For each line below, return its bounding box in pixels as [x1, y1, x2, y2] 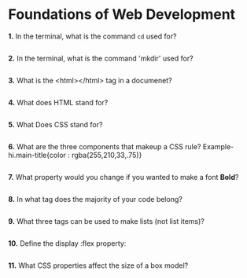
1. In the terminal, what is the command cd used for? [8, 31, 177, 41]
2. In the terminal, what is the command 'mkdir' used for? [8, 53, 194, 63]
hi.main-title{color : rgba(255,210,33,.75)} [8, 150, 142, 159]
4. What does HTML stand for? [8, 97, 109, 107]
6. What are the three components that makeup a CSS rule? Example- [8, 141, 234, 151]
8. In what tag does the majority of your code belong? [8, 194, 182, 203]
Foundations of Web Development [8, 5, 236, 24]
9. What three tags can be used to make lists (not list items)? [8, 216, 205, 225]
